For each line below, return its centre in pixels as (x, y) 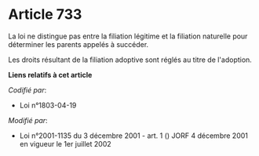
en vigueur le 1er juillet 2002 (65, 143)
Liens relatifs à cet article (50, 74)
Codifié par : (27, 90)
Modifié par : (28, 120)
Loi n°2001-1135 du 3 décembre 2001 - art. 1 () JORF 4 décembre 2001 (134, 136)
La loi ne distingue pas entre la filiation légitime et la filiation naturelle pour (128, 36)
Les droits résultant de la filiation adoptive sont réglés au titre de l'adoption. (130, 60)
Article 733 (45, 15)
